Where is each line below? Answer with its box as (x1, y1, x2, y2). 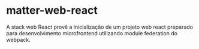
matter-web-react (6, 4, 98, 17)
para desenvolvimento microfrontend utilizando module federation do (6, 29, 178, 36)
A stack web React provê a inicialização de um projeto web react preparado (6, 23, 194, 30)
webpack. (6, 36, 31, 43)
